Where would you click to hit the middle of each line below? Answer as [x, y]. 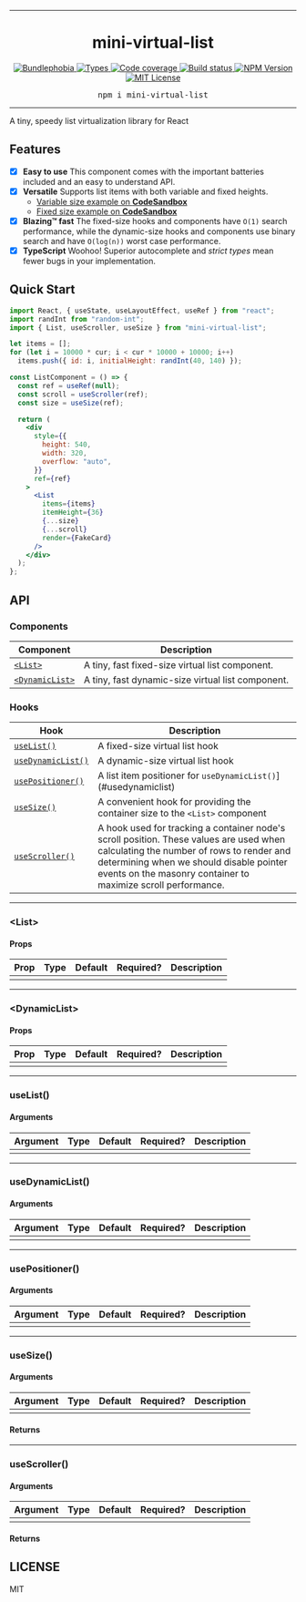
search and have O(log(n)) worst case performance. [122, 241]
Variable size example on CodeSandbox [112, 201]
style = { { [50, 436]
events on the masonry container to [173, 874]
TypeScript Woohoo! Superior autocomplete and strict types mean [148, 251]
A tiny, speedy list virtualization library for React [99, 120]
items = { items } [69, 504]
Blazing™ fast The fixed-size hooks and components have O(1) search [155, 221]
